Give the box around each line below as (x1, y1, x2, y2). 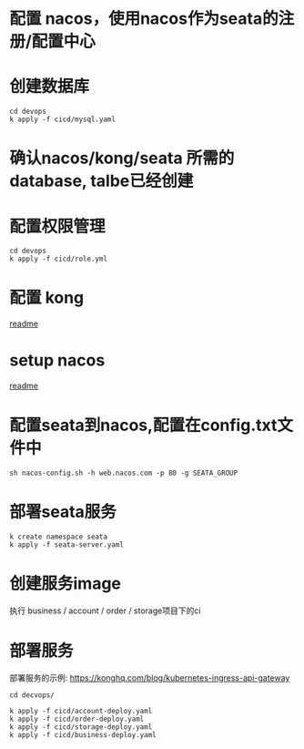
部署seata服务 (9, 502, 117, 522)
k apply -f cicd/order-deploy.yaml (9, 714, 145, 723)
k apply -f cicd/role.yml (9, 254, 107, 264)
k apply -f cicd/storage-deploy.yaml (9, 722, 153, 732)
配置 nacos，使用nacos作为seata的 (9, 8, 279, 29)
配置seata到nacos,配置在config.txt (9, 416, 278, 436)
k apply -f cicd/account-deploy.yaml (9, 706, 153, 715)
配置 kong (9, 288, 85, 308)
